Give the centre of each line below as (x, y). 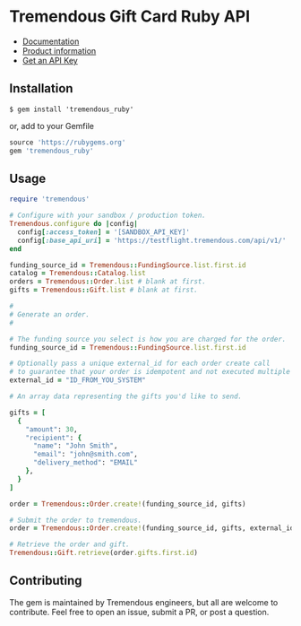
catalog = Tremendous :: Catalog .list (77, 274)
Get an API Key (50, 60)
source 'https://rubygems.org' (68, 142)
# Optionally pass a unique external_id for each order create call (140, 364)
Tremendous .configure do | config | (74, 224)
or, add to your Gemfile (52, 126)
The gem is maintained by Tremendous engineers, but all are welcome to (144, 602)
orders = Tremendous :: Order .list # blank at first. (107, 282)
